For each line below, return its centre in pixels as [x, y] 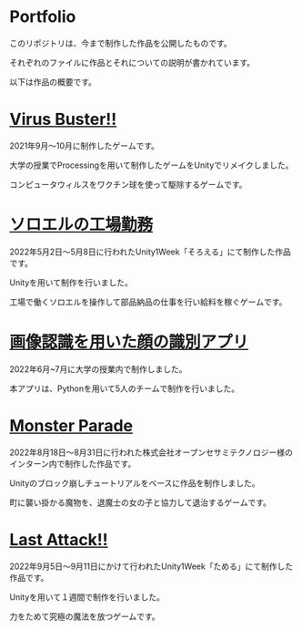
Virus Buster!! [63, 119]
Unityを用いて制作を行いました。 [71, 282]
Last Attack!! [59, 539]
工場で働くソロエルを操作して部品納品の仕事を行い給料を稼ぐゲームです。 [148, 302]
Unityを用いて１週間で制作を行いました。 [87, 597]
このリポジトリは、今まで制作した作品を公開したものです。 [121, 43]
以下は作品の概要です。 [53, 82]
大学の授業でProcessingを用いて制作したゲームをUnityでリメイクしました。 [151, 165]
